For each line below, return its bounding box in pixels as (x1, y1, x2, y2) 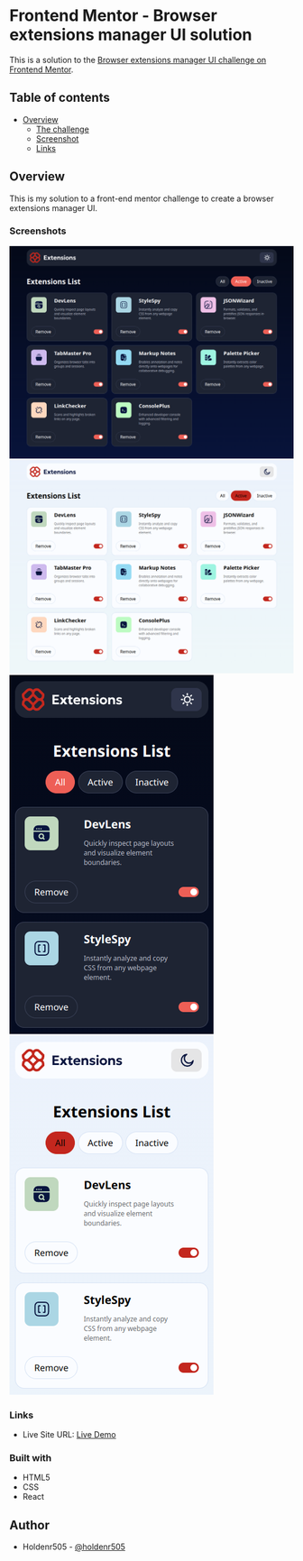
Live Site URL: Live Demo (22, 1429, 116, 1440)
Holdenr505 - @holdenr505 (22, 1541, 126, 1552)
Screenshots (9, 225, 67, 237)
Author (9, 1517, 50, 1533)
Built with (9, 1452, 52, 1465)
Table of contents (9, 90, 110, 106)
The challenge (35, 124, 90, 134)
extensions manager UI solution (9, 24, 252, 45)
